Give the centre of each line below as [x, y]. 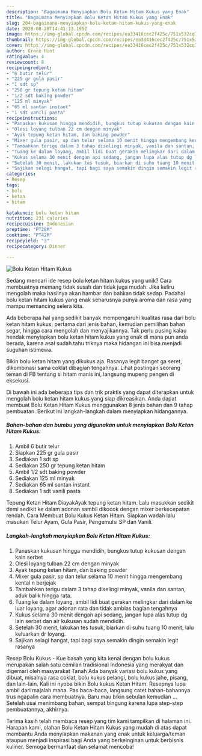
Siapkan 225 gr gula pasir [47, 453]
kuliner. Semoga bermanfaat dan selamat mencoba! [70, 747]
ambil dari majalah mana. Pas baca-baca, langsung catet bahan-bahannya [98, 690]
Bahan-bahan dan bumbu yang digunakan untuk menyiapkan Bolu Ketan [100, 425]
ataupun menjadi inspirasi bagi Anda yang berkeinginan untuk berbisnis [95, 740]
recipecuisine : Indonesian [40, 224]
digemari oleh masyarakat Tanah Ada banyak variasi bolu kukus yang [92, 671]
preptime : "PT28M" [29, 230]
